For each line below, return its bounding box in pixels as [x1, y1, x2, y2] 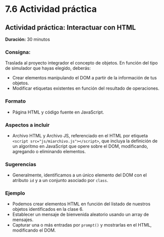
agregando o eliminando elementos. [12, 148, 86, 154]
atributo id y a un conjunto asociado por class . [12, 178, 109, 183]
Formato [5, 98, 26, 105]
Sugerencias [5, 161, 36, 168]
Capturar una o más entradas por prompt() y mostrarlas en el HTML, [12, 222, 152, 228]
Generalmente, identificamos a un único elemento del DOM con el [12, 172, 147, 178]
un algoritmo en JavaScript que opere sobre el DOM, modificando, [12, 143, 149, 149]
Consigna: [5, 49, 31, 56]
